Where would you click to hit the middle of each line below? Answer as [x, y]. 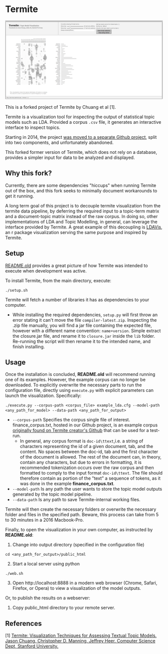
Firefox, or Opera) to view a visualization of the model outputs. [77, 588]
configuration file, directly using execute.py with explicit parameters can [79, 390]
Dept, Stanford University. [32, 646]
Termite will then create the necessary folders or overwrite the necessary [81, 509]
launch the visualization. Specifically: [43, 396]
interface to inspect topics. [33, 127]
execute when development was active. [46, 271]
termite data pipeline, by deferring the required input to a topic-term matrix [82, 211]
